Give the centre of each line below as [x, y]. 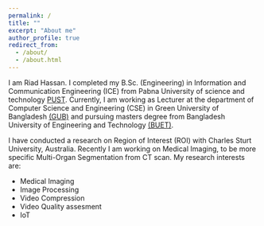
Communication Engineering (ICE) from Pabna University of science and [126, 91]
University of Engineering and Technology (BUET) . [91, 125]
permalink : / [30, 16]
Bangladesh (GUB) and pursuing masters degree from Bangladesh [116, 116]
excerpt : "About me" [43, 30]
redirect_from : [33, 45]
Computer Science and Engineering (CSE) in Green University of [114, 107]
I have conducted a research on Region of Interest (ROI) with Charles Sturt [130, 140]
